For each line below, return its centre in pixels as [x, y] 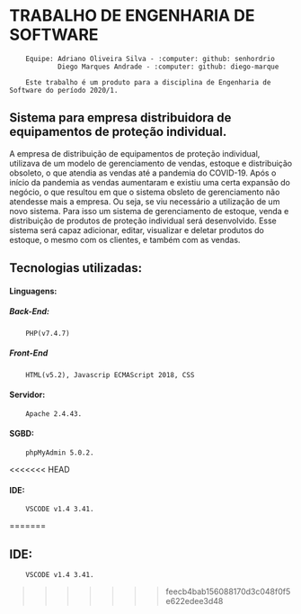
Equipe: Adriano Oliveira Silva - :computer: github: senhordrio [150, 59]
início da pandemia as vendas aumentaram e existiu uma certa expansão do [150, 182]
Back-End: [29, 312]
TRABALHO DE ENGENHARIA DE [132, 16]
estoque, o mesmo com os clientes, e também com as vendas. [125, 239]
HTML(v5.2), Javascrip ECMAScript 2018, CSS [110, 375]
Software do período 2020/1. [64, 90]
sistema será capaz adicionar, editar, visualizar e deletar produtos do [137, 230]
